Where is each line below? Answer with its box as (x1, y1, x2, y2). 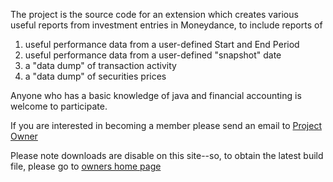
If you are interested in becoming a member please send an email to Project (10, 120, 322, 131)
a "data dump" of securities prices (24, 70, 167, 82)
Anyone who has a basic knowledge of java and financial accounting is (10, 90, 302, 101)
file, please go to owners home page (10, 160, 162, 172)
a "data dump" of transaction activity (24, 60, 177, 71)
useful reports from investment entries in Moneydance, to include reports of (10, 19, 323, 31)
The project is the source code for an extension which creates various (10, 9, 299, 20)
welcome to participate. (10, 100, 108, 112)
